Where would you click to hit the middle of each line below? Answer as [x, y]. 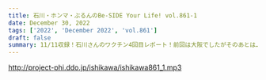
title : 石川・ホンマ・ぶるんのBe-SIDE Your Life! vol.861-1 [103, 15]
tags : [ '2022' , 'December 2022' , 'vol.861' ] [83, 30]
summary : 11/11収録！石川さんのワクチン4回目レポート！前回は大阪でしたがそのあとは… [134, 45]
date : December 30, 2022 [49, 23]
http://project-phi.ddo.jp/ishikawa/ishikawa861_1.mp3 [95, 67]
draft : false [30, 38]
